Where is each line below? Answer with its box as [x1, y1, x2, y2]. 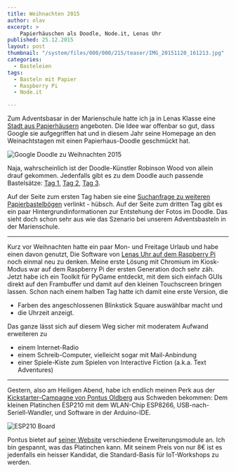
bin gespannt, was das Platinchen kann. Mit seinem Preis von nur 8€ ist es [7, 443, 223, 452]
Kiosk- [200, 257, 220, 266]
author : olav [7, 17, 46, 24]
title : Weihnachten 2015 [7, 10, 80, 18]
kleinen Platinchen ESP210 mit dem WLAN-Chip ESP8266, [7, 401, 176, 409]
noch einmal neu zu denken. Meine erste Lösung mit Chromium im [7, 257, 199, 266]
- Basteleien [13, 63, 52, 70]
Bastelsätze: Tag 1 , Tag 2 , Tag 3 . [7, 179, 100, 187]
